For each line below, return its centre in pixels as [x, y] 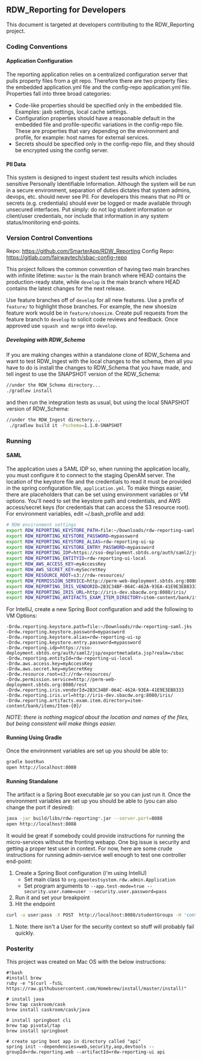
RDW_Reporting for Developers [66, 10]
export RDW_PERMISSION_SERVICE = [47, 581]
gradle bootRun [25, 762]
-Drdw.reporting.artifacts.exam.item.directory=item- [75, 701]
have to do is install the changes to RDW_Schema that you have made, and [99, 368]
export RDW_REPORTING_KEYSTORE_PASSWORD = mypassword [72, 536]
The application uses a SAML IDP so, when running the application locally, [98, 469]
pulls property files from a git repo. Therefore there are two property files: [98, 80]
